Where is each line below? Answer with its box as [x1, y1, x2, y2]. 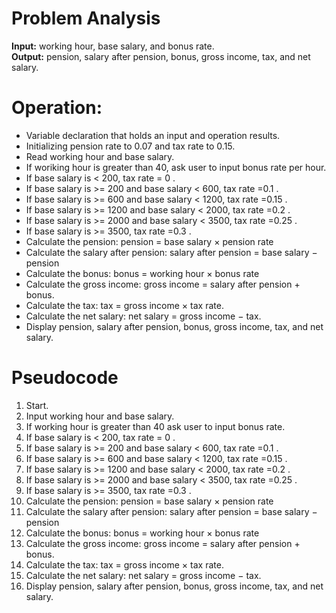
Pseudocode [11, 367, 119, 389]
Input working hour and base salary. [25, 410, 175, 422]
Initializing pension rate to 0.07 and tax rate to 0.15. [25, 140, 236, 152]
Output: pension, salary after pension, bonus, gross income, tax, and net [11, 50, 311, 62]
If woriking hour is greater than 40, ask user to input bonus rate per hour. [25, 161, 327, 173]
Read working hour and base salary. [25, 150, 175, 162]
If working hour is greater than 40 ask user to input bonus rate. [25, 420, 286, 432]
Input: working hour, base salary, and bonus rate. [11, 40, 215, 52]
